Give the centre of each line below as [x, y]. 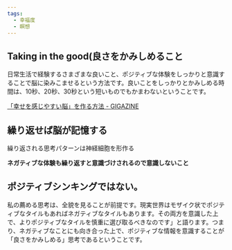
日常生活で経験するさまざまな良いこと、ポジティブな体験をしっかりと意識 [113, 74]
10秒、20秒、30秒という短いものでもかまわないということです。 [117, 91]
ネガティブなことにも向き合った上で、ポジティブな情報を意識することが [122, 231]
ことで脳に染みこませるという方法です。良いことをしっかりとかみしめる [116, 83]
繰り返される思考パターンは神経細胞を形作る [71, 148]
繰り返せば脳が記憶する [57, 130]
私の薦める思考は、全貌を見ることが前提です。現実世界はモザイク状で [107, 204]
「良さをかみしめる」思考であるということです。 [77, 239]
